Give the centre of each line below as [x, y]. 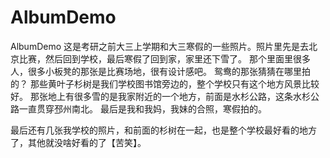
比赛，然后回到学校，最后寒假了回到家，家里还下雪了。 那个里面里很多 [164, 58]
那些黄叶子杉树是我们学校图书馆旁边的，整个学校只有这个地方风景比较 [174, 83]
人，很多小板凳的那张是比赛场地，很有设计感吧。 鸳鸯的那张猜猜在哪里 [156, 71]
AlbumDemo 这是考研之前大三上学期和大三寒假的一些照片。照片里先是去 [160, 46]
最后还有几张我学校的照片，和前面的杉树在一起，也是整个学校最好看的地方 [163, 130]
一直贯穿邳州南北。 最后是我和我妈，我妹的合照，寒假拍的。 [142, 108]
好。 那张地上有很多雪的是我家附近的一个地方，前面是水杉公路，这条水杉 [160, 96]
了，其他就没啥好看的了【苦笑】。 [78, 142]
